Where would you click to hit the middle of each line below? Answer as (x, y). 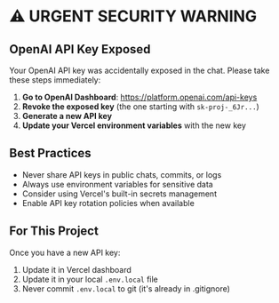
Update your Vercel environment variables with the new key (134, 125)
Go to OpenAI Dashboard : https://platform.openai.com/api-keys (139, 97)
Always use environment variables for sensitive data (117, 184)
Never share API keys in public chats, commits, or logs (122, 174)
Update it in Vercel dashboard (76, 269)
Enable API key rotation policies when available (108, 203)
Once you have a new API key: (65, 252)
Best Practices (50, 153)
